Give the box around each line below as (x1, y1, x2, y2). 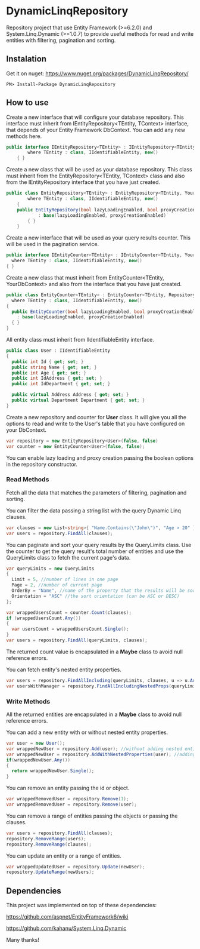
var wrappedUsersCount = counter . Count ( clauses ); (6, 609, 132, 616)
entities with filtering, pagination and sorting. (6, 36, 116, 44)
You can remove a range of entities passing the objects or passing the (6, 812, 178, 819)
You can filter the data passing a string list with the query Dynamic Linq (6, 506, 182, 514)
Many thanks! (6, 936, 40, 944)
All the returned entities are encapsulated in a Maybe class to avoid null (6, 711, 182, 718)
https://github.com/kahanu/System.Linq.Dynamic (6, 925, 127, 932)
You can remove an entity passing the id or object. (6, 784, 130, 792)
